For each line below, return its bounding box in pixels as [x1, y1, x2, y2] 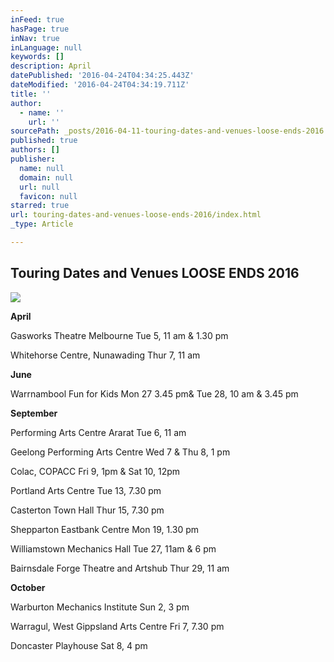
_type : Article [10, 219, 74, 230]
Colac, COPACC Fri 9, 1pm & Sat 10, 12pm [10, 465, 181, 477]
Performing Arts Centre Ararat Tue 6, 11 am [10, 426, 187, 438]
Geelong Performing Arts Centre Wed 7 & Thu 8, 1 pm [10, 446, 231, 458]
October [10, 581, 46, 593]
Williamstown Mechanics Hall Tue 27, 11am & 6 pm [10, 542, 217, 555]
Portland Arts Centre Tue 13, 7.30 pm [10, 484, 162, 496]
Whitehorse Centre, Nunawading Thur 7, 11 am [10, 349, 201, 361]
